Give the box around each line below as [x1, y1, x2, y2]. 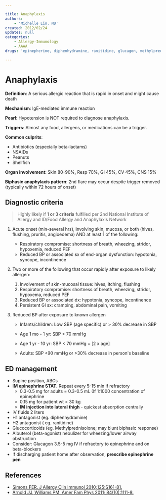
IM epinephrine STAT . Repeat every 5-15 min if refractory [12, 383, 130, 389]
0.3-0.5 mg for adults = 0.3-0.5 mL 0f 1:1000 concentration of [19, 388, 145, 394]
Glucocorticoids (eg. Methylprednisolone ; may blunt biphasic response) [12, 425, 158, 431]
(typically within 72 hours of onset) [5, 184, 77, 190]
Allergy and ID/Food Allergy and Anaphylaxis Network [17, 216, 127, 223]
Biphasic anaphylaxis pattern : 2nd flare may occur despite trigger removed [5, 179, 160, 185]
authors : [5, 16, 23, 21]
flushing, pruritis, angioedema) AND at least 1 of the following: [12, 231, 139, 238]
